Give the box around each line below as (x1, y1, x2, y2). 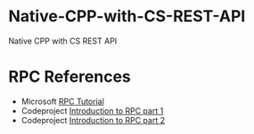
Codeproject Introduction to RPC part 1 (20, 105, 164, 116)
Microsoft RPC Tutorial (20, 96, 104, 106)
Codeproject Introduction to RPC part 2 (20, 114, 166, 125)
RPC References (8, 67, 131, 87)
